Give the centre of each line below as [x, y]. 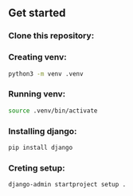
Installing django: [43, 131]
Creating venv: [38, 57]
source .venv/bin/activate [53, 111]
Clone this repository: [51, 36]
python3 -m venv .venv [46, 74]
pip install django [41, 147]
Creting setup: [37, 168]
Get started [37, 13]
